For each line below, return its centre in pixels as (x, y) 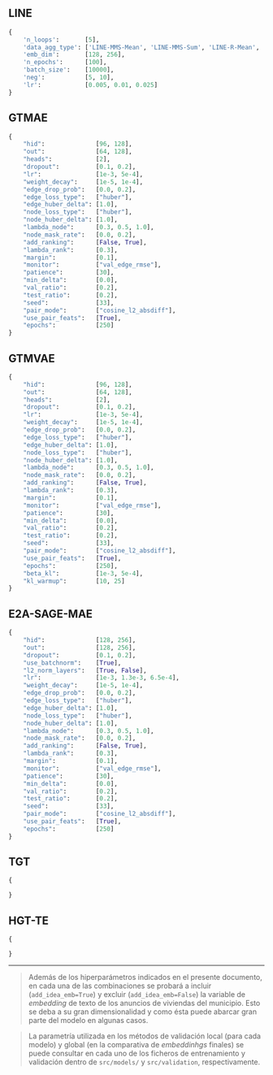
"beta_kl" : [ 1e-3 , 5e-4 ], (83, 573)
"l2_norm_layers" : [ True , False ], (85, 670)
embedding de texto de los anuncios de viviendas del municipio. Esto (144, 1003)
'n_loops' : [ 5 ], (61, 40)
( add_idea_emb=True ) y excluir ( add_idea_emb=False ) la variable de (137, 994)
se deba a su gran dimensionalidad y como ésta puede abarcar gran (143, 1012)
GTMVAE (32, 358)
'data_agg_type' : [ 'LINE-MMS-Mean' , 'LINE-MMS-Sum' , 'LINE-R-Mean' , (141, 47)
